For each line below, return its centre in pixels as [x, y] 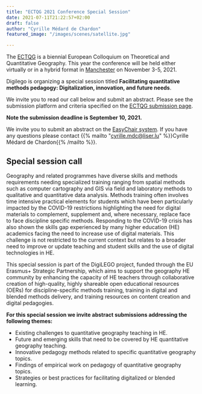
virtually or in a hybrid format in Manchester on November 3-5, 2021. [92, 69]
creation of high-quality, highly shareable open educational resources [93, 283]
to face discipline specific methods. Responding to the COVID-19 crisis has [99, 221]
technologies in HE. [30, 253]
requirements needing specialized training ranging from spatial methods [96, 182]
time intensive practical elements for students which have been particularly [99, 201]
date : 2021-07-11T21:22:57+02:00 [48, 18]
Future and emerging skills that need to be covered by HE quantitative [102, 339]
